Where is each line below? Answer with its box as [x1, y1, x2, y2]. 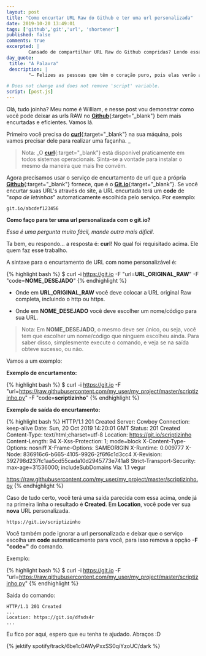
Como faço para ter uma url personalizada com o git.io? [6, 216, 151, 223]
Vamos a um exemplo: [6, 357, 63, 365]
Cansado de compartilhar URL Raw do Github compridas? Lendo [28, 49, 188, 55]
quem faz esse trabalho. [6, 247, 68, 254]
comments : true [6, 38, 45, 44]
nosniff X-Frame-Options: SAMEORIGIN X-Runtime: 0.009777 [29, 444, 185, 451]
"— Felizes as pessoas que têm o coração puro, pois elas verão [28, 72, 196, 78]
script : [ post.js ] [6, 89, 53, 95]
